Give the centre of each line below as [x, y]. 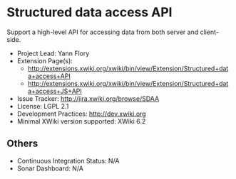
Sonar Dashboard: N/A [50, 168]
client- [209, 32]
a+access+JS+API [55, 91]
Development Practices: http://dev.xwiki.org [82, 114]
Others [22, 144]
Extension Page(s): [45, 60]
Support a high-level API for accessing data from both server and [103, 32]
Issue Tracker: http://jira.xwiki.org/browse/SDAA [88, 98]
